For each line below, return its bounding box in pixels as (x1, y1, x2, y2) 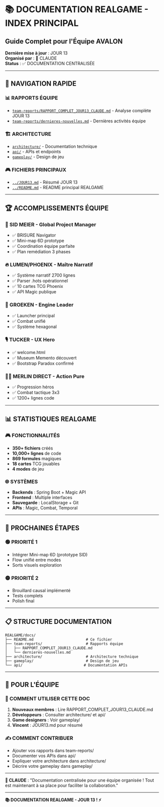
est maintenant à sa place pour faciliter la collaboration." (5, 782, 118, 788)
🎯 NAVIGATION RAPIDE (5, 79, 77, 88)
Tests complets (12, 593, 43, 599)
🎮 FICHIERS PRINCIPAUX (5, 166, 67, 173)
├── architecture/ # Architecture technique (5, 654, 139, 659)
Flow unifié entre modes (12, 557, 61, 563)
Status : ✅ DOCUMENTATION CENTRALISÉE (5, 61, 95, 66)
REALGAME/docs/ (5, 633, 36, 638)
